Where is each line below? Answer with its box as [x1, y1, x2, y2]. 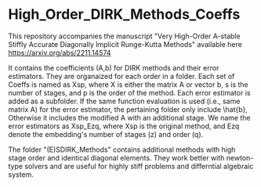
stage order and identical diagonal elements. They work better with [8, 153, 225, 162]
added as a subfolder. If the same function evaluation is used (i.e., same [8, 96, 241, 106]
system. [8, 170, 34, 179]
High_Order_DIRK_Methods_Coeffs [8, 5, 241, 23]
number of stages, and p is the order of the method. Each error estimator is [8, 88, 251, 97]
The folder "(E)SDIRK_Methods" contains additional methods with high [8, 145, 236, 154]
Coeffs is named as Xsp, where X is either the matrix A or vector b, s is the [8, 80, 248, 89]
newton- [226, 153, 254, 162]
